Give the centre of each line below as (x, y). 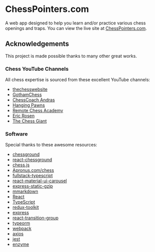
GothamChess (27, 95)
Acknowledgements (37, 44)
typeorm (21, 223)
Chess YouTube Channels (37, 69)
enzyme (21, 245)
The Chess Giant (30, 121)
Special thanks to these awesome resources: (51, 145)
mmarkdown (25, 191)
